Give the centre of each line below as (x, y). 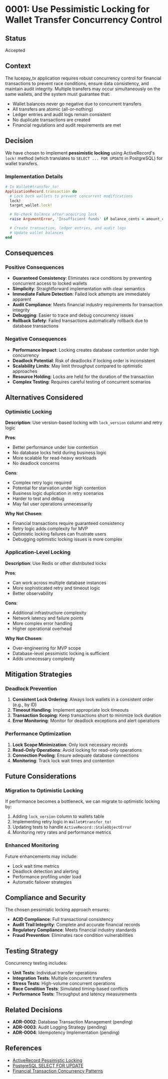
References (23, 1048)
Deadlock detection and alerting (45, 871)
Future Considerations (41, 776)
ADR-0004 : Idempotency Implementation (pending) (66, 1032)
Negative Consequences (36, 339)
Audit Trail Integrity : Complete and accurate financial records (76, 925)
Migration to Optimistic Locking (44, 790)
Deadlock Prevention (31, 688)
